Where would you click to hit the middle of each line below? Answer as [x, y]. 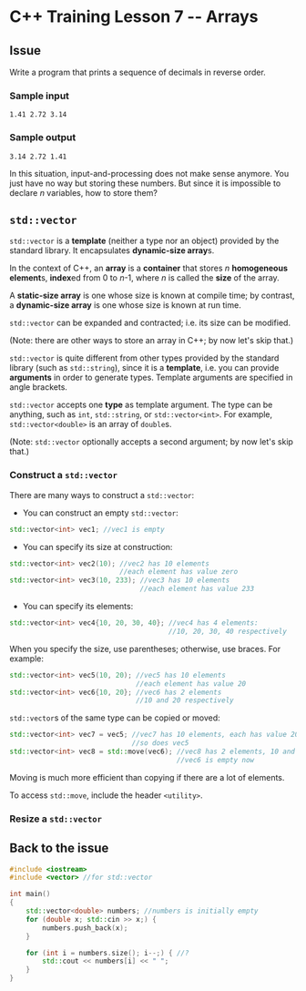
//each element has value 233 [197, 589]
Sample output [43, 138]
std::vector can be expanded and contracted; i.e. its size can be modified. [150, 323]
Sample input [40, 96]
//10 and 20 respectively [184, 700]
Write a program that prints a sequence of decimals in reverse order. [138, 72]
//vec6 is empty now [215, 760]
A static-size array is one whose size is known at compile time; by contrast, [152, 296]
